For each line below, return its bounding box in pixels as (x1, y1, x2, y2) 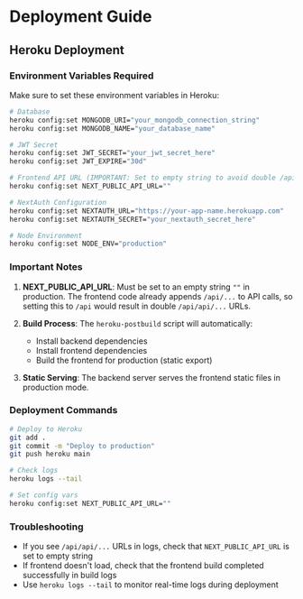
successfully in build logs (22, 570, 117, 581)
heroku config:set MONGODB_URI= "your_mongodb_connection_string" (9, 115, 260, 124)
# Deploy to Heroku (9, 424, 83, 434)
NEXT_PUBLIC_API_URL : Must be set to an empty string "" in (22, 281, 251, 292)
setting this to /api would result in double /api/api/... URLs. (22, 300, 251, 311)
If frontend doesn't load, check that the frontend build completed (22, 560, 264, 571)
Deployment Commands (9, 404, 118, 417)
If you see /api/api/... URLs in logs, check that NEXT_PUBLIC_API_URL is (22, 541, 290, 552)
